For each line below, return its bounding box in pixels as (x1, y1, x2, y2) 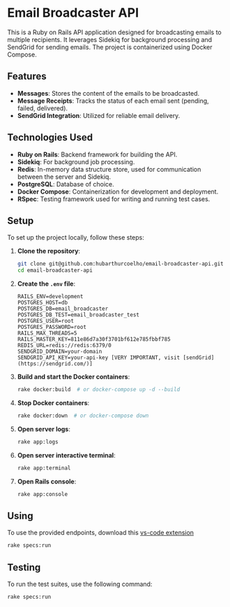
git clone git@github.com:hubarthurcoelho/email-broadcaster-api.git (17, 261, 224, 268)
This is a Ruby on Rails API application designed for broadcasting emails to (7, 28, 222, 36)
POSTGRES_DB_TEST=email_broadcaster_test (17, 312, 139, 319)
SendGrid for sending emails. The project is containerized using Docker (7, 43, 213, 51)
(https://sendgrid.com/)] (17, 360, 93, 367)
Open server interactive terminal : (17, 451, 116, 459)
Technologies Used (7, 131, 93, 144)
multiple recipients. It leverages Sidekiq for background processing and (7, 35, 213, 43)
